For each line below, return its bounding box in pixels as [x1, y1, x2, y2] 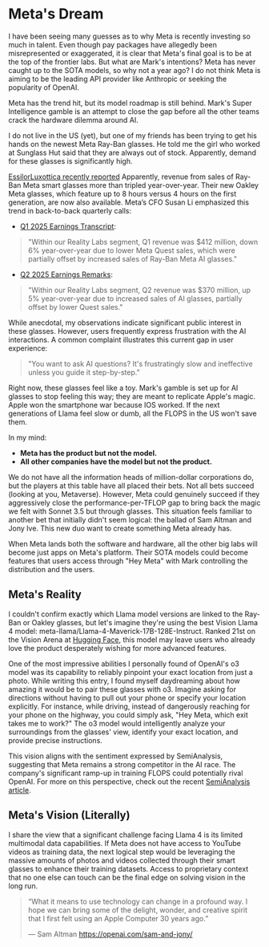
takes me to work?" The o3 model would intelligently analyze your [8, 718, 226, 728]
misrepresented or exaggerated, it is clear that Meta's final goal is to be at [8, 48, 252, 58]
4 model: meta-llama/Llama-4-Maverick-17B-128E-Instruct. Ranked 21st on [8, 626, 256, 636]
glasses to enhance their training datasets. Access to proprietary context [8, 864, 249, 873]
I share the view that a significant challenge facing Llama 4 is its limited [8, 830, 243, 839]
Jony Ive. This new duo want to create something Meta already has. [8, 523, 232, 533]
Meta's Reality [8, 587, 82, 602]
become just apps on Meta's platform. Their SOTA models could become [8, 547, 248, 557]
